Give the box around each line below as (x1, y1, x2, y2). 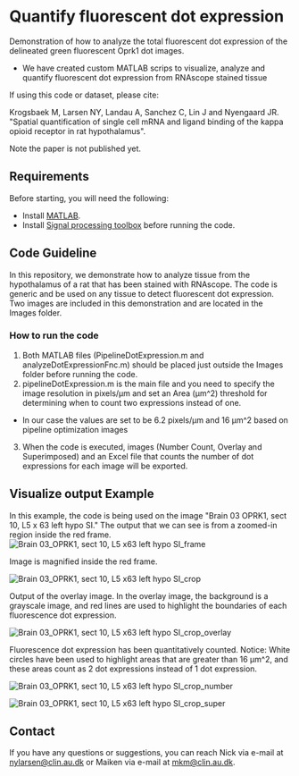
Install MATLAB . (21, 210, 81, 221)
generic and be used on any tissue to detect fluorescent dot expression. (9, 288, 275, 299)
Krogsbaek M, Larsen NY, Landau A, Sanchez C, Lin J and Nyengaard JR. (9, 106, 279, 117)
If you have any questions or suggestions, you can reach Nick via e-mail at (9, 747, 284, 758)
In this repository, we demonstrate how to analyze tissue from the (9, 269, 251, 280)
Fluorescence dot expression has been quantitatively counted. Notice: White (9, 644, 291, 654)
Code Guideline (9, 246, 97, 261)
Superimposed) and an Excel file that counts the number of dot (21, 451, 254, 461)
